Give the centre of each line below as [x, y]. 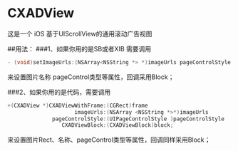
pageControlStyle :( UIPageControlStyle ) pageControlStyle [138, 119]
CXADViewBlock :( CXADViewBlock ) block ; [118, 125]
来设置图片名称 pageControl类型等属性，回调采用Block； [91, 77]
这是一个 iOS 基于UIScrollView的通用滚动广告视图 [80, 33]
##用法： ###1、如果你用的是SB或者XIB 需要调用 [79, 48]
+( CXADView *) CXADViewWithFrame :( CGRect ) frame [78, 105]
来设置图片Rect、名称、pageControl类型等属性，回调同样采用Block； [109, 140]
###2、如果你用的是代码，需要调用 [59, 92]
